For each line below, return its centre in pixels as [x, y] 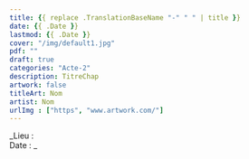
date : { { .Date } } [44, 26]
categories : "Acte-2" [50, 69]
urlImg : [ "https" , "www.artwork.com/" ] [87, 110]
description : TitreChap [54, 77]
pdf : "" [24, 51]
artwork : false [38, 85]
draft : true [32, 60]
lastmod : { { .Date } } [50, 34]
